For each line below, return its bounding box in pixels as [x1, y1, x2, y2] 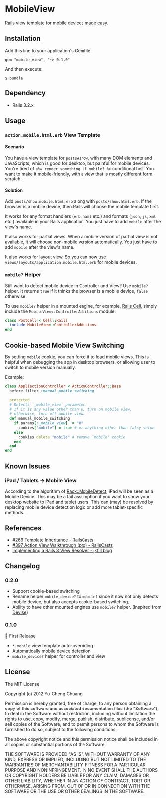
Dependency [5, 89, 46, 97]
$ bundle [5, 76, 23, 81]
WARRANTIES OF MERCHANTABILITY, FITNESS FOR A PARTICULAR [5, 762, 146, 768]
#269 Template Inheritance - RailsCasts [12, 537, 94, 543]
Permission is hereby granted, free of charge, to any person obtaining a [5, 700, 152, 706]
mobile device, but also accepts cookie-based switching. [12, 599, 129, 605]
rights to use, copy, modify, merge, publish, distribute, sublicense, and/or [5, 716, 155, 722]
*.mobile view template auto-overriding [12, 642, 93, 648]
